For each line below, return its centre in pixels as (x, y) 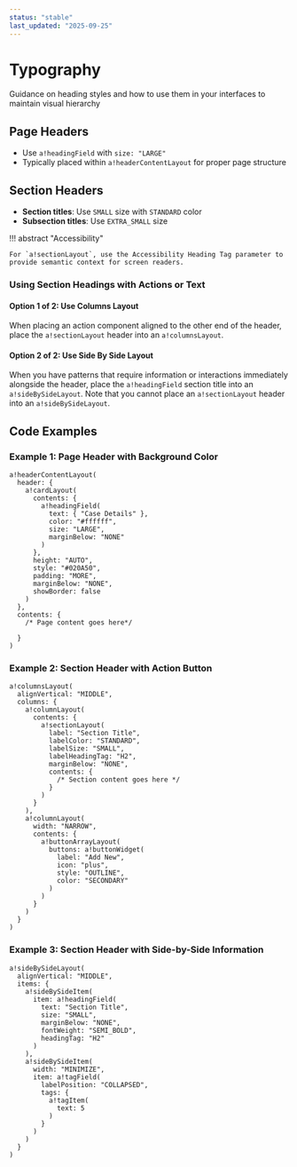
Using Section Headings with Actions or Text (107, 284)
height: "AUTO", (63, 560)
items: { (33, 984)
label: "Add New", (90, 858)
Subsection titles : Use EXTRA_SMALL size (95, 221)
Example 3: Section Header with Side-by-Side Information (137, 949)
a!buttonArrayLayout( (81, 842)
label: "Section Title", (94, 734)
